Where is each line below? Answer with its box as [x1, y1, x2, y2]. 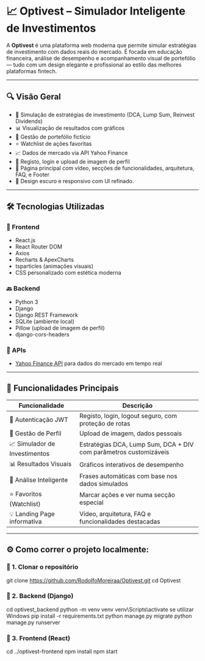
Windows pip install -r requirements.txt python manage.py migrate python [6, 612, 192, 619]
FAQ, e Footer [15, 171, 50, 178]
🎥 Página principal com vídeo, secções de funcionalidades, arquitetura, [15, 164, 195, 172]
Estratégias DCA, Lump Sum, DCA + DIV [79, 440, 194, 449]
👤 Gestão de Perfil [9, 429, 62, 438]
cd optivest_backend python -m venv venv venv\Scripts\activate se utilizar [6, 605, 194, 613]
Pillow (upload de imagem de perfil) [15, 324, 105, 331]
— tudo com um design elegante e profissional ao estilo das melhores [6, 61, 182, 68]
